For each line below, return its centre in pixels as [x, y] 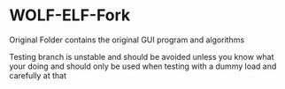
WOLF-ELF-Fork [70, 15]
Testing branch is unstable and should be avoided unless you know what [142, 56]
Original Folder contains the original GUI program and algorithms [127, 40]
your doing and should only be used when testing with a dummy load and [143, 66]
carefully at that [38, 75]
